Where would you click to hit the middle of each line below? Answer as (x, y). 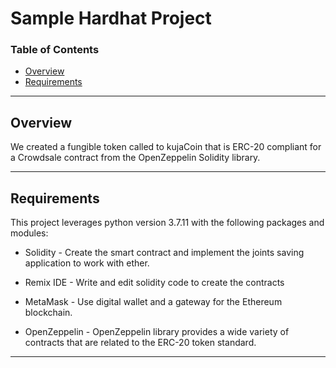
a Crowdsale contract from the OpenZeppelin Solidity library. (135, 158)
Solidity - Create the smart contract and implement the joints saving (164, 253)
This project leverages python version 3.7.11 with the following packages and (167, 223)
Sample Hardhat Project (111, 18)
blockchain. (48, 313)
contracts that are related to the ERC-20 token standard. (140, 343)
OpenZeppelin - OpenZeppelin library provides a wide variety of (157, 332)
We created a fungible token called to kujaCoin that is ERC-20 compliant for (166, 147)
